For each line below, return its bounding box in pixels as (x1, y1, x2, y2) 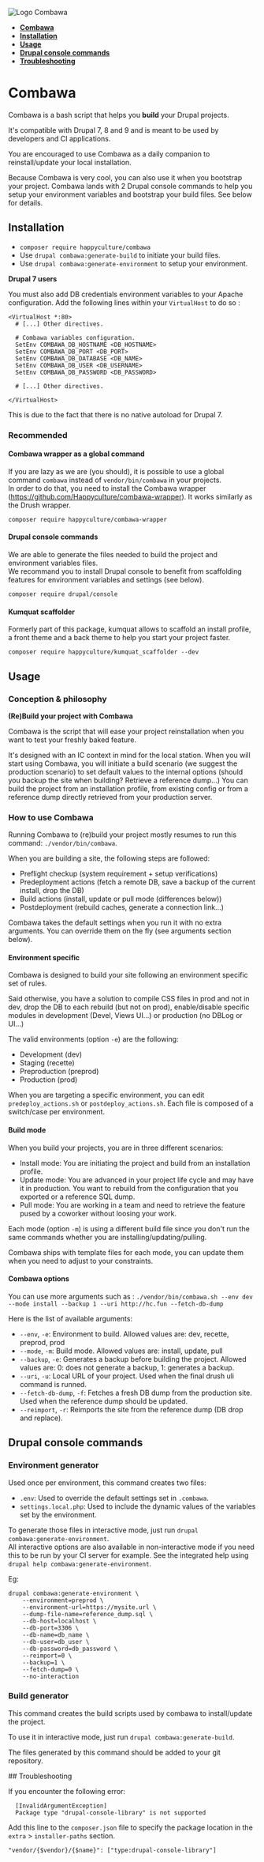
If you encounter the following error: (8, 1786, 126, 1796)
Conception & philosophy (8, 693, 108, 704)
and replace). (19, 1413, 63, 1423)
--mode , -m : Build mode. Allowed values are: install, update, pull (19, 1346, 223, 1355)
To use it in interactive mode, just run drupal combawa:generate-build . (8, 1732, 235, 1742)
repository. (8, 1755, 43, 1766)
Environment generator (8, 1460, 99, 1471)
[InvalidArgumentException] (15, 1802, 108, 1810)
